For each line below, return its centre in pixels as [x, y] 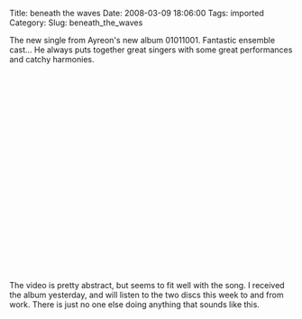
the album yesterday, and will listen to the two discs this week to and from [146, 295]
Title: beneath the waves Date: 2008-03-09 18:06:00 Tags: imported [137, 13]
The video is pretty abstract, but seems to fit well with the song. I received [147, 285]
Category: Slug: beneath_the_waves [76, 23]
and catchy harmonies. [52, 59]
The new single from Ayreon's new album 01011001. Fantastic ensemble [142, 40]
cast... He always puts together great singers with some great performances [151, 50]
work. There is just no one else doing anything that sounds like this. [134, 305]
